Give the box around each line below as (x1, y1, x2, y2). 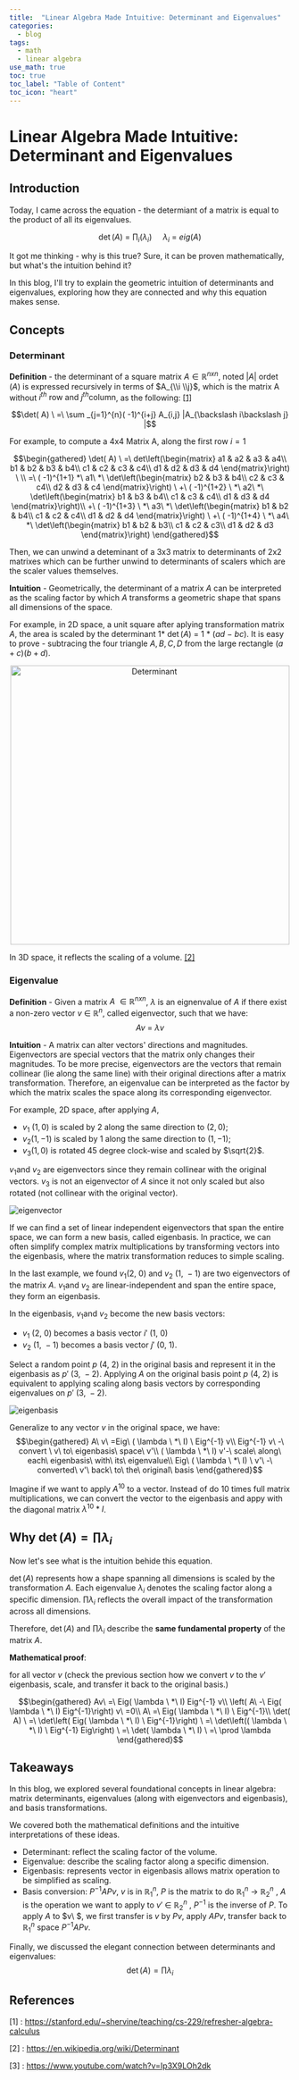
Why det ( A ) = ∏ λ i (9, 1530, 113, 1547)
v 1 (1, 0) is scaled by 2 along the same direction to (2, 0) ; (21, 1121, 228, 1135)
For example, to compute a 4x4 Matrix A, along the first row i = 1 (9, 436, 246, 447)
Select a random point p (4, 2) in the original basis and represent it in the (9, 1359, 276, 1370)
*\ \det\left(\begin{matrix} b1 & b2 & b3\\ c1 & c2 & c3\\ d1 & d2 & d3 (26, 520, 274, 531)
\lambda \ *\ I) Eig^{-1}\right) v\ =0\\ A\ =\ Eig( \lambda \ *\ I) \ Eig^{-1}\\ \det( (9, 1706, 291, 1716)
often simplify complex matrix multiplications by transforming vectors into (9, 1241, 280, 1252)
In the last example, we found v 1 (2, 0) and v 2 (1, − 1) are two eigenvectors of (9, 1268, 291, 1280)
